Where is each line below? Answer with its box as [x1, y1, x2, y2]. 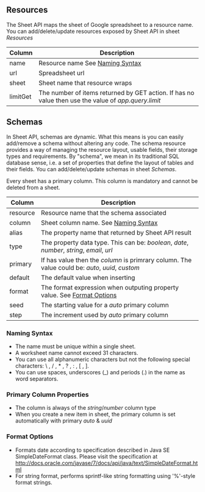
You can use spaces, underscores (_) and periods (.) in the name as [15, 368, 185, 376]
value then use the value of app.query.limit [38, 96, 161, 104]
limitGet [9, 92, 32, 101]
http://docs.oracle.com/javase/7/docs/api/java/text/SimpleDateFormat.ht [15, 459, 198, 466]
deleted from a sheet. [6, 184, 60, 191]
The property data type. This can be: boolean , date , [40, 238, 189, 246]
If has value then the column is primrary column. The [40, 255, 192, 264]
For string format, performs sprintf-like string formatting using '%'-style [15, 472, 196, 479]
